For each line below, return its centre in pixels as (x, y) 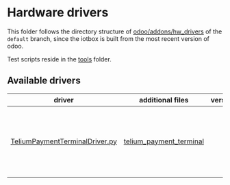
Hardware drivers (58, 13)
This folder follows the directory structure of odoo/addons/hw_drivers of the (115, 31)
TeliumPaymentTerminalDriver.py (64, 141)
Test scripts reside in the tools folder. (59, 59)
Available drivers (44, 81)
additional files (164, 100)
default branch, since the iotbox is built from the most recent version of (108, 38)
